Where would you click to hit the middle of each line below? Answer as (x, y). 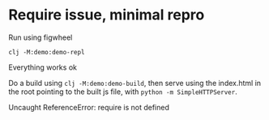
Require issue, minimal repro (107, 15)
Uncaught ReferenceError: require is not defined (89, 107)
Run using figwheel (41, 37)
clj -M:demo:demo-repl (47, 52)
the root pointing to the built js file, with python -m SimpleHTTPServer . (123, 92)
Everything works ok (43, 67)
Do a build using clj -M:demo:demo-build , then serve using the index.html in (135, 83)
